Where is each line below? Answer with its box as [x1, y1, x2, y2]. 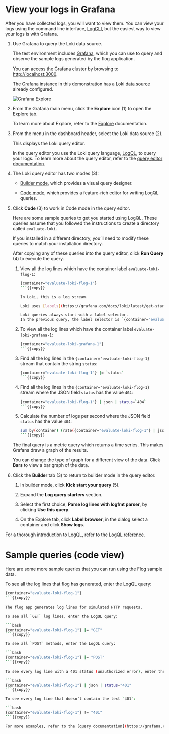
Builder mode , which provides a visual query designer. [20, 180, 133, 186]
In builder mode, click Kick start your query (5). [20, 482, 120, 488]
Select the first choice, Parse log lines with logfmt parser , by [20, 501, 147, 507]
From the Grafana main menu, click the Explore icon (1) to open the [12, 105, 152, 111]
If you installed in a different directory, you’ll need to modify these [12, 235, 149, 241]
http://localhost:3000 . [12, 71, 58, 77]
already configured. [12, 86, 54, 92]
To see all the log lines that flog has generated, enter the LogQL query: [5, 581, 152, 587]
